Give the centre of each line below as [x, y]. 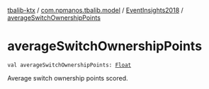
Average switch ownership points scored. [68, 78]
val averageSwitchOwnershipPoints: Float [69, 65]
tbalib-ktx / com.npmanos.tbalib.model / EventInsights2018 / [96, 10]
